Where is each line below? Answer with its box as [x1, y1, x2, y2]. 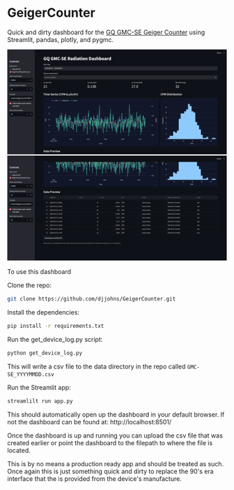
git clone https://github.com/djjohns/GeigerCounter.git [7, 296, 176, 303]
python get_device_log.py [7, 350, 82, 357]
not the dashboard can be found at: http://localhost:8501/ [7, 417, 172, 426]
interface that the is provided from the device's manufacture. [7, 474, 182, 483]
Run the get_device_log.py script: [7, 336, 103, 344]
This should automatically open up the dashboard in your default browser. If [7, 410, 225, 419]
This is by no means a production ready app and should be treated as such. [7, 459, 224, 468]
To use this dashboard [7, 268, 72, 276]
